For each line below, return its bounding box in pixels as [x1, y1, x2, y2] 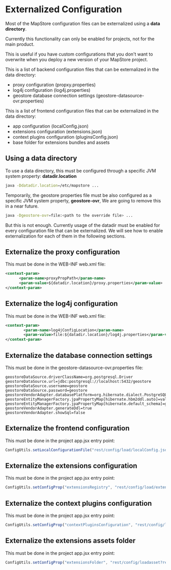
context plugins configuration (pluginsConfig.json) [12, 134, 119, 140]
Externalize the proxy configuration [5, 247, 121, 256]
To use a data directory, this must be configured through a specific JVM [5, 167, 156, 174]
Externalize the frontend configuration [5, 424, 130, 433]
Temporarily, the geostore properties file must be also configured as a [5, 192, 152, 198]
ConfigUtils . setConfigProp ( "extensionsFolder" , [5, 560, 108, 565]
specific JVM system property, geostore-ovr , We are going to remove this [5, 197, 161, 203]
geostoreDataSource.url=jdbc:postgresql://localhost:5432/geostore [5, 379, 152, 384]
